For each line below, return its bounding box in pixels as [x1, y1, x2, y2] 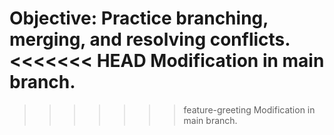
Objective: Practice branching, [9, 7, 269, 30]
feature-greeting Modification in [183, 103, 316, 116]
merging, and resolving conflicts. [9, 28, 291, 51]
